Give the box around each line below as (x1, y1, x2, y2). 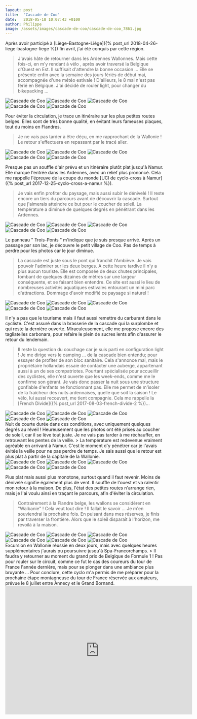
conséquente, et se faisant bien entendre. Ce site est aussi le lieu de (17, 279, 161, 285)
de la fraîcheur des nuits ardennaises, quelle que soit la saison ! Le (17, 390, 157, 396)
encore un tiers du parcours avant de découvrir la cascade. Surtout (17, 196, 159, 202)
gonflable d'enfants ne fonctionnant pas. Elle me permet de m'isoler (17, 384, 160, 390)
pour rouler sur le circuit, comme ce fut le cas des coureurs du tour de (5, 558, 152, 565)
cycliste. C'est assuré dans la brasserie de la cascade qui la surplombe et (5, 321, 159, 327)
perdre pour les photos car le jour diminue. (5, 247, 95, 254)
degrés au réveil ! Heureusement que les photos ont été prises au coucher (5, 426, 161, 432)
